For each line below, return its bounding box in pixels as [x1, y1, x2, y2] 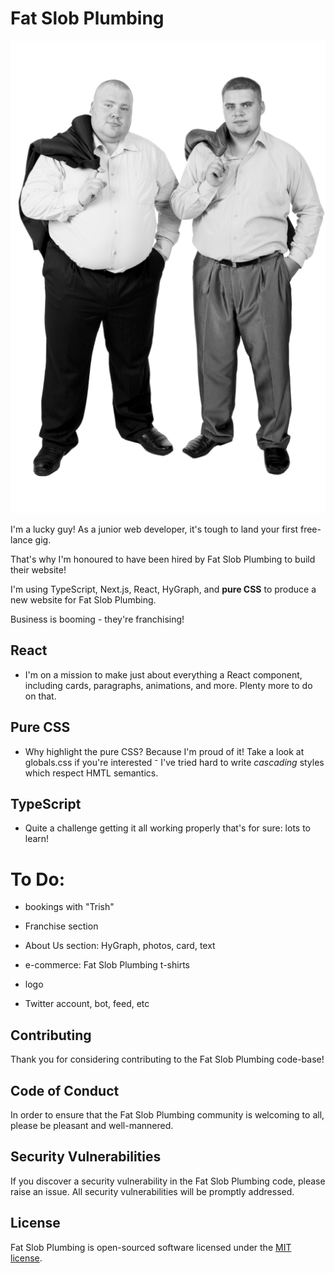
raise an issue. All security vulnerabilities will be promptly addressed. [10, 1185, 295, 1197]
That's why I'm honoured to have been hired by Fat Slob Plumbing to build [10, 553, 316, 565]
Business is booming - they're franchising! [10, 613, 185, 625]
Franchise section [24, 920, 99, 932]
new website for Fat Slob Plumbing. [10, 593, 157, 606]
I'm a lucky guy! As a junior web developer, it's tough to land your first [10, 523, 299, 535]
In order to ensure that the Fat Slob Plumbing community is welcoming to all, [10, 1108, 325, 1121]
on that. [24, 690, 57, 702]
